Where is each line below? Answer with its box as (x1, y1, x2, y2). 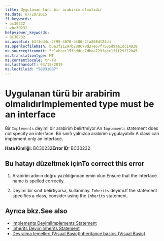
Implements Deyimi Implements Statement (12, 220, 97, 226)
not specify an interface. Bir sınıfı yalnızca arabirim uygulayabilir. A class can (5, 130, 159, 136)
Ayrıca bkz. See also (5, 207, 67, 215)
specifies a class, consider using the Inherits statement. (12, 193, 128, 199)
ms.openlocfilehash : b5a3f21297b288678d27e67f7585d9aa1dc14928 (5, 44, 138, 49)
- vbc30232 (5, 26, 28, 31)
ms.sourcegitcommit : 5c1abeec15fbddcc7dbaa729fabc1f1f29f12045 (5, 48, 138, 53)
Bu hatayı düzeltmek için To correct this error (5, 160, 145, 168)
